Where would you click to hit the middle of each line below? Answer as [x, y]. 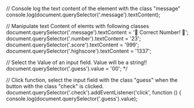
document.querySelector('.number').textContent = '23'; [74, 38]
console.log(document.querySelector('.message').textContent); [83, 15]
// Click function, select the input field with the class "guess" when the [92, 80]
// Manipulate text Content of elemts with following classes [78, 26]
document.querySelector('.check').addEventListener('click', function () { [94, 92]
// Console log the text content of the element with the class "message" [93, 9]
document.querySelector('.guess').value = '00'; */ [67, 69]
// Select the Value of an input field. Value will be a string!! [77, 62]
